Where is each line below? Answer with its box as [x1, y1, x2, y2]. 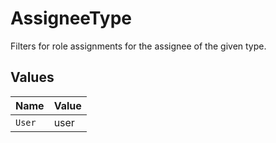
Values [10, 69, 55, 86]
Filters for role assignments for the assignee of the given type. [10, 40, 267, 52]
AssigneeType [10, 7, 132, 30]
